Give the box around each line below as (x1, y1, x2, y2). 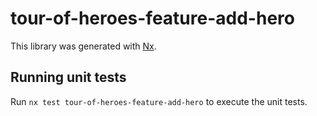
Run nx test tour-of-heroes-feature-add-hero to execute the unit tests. (10, 95, 308, 107)
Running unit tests (10, 69, 127, 86)
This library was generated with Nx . (10, 40, 157, 52)
